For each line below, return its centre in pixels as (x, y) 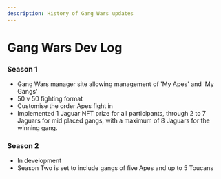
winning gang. (37, 128)
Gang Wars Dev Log (65, 47)
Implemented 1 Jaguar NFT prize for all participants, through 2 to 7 (112, 114)
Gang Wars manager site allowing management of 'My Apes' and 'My (116, 84)
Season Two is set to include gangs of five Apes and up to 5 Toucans (115, 168)
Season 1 (22, 69)
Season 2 (23, 146)
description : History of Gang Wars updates (71, 13)
